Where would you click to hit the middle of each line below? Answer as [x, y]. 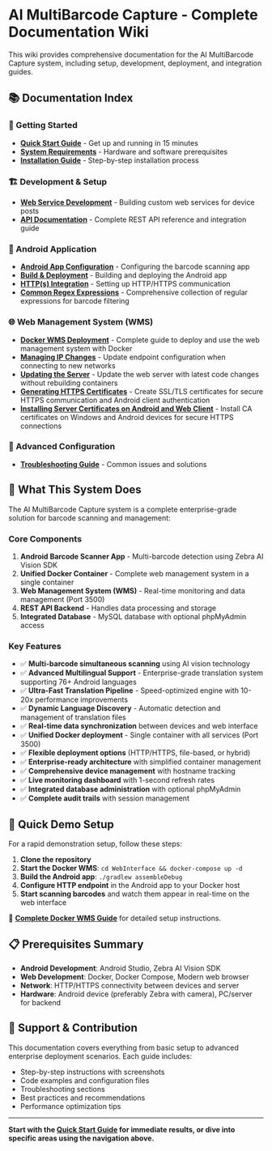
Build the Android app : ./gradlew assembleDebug [101, 877]
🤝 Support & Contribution [73, 1028]
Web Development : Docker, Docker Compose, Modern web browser [134, 976]
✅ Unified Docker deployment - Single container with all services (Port [139, 735]
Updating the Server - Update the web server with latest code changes [139, 374]
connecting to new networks [68, 365]
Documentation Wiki [79, 32]
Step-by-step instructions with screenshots [92, 1072]
